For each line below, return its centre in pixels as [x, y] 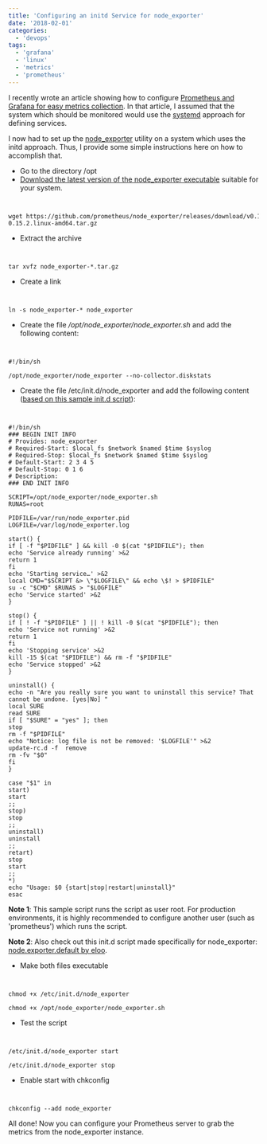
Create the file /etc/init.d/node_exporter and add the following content [134, 390]
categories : [28, 30]
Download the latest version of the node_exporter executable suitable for [139, 179]
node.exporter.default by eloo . [58, 950]
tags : [17, 45]
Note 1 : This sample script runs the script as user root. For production [122, 909]
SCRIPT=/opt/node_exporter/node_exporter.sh [83, 497]
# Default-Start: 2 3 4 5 [51, 462]
